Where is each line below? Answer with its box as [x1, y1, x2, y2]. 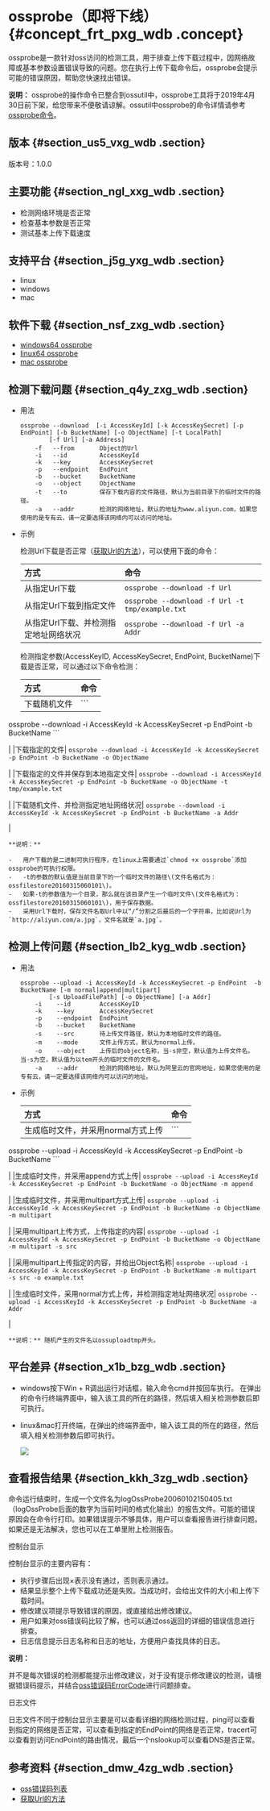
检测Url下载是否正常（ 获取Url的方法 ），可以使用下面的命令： [19, 546, 219, 556]
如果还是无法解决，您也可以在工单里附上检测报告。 [8, 1525, 178, 1534]
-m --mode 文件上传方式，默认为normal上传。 [35, 1038, 199, 1047]
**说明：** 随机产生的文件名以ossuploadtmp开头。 [8, 1336, 160, 1344]
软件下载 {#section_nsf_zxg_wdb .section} [8, 318, 225, 331]
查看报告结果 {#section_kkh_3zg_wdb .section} [8, 1472, 249, 1485]
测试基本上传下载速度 [19, 227, 91, 238]
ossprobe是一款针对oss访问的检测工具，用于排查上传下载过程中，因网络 [8, 52, 249, 62]
